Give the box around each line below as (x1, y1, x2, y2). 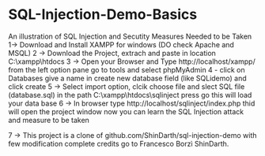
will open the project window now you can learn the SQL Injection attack (8, 106, 244, 116)
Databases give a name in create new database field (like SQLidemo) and (8, 73, 247, 83)
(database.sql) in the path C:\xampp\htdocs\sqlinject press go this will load (8, 90, 252, 99)
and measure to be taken (8, 115, 89, 124)
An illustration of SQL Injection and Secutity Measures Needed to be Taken (8, 32, 252, 41)
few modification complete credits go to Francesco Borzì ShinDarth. (8, 139, 229, 148)
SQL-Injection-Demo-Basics (8, 6, 198, 24)
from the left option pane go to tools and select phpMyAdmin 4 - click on (8, 65, 245, 74)
